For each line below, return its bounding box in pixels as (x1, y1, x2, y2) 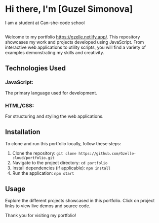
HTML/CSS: (5, 102, 34, 109)
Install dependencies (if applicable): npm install (12, 165, 111, 171)
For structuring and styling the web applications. (5, 113, 104, 119)
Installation (5, 127, 40, 136)
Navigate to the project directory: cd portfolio (12, 160, 108, 166)
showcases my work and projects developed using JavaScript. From (5, 39, 144, 45)
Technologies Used (5, 64, 66, 72)
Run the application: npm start (12, 170, 75, 176)
